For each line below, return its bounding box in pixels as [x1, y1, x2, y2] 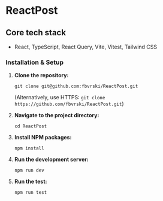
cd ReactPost [14, 123, 47, 129]
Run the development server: [14, 156, 89, 163]
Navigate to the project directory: [14, 112, 99, 119]
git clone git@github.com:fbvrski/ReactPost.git [14, 83, 138, 90]
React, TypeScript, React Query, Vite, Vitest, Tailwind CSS [14, 43, 158, 50]
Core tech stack [5, 28, 67, 38]
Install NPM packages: [14, 134, 72, 141]
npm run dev [14, 167, 44, 173]
